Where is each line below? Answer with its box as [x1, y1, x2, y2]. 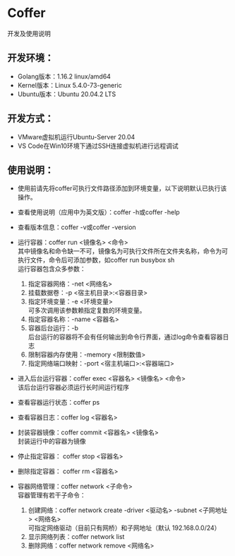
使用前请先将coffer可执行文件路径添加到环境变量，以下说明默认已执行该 [17, 184, 227, 192]
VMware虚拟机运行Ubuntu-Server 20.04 [17, 132, 135, 141]
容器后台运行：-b [28, 324, 79, 332]
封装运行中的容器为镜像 [17, 437, 86, 446]
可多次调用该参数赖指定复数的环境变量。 [28, 306, 146, 315]
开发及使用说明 [7, 29, 51, 37]
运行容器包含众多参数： [17, 265, 86, 273]
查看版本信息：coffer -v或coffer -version [17, 223, 136, 231]
